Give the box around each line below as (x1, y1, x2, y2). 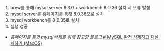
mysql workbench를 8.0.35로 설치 (10, 17, 79, 23)
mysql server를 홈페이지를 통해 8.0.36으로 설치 (10, 11, 104, 17)
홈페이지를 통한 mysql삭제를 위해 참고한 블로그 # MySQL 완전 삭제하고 (10, 34, 150, 40)
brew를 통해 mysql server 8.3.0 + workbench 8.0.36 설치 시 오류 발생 (10, 5, 150, 10)
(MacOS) (23, 40, 42, 46)
